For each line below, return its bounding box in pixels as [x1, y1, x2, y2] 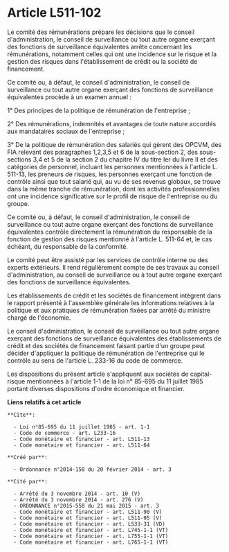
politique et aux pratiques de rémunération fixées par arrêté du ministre [7, 306, 211, 314]
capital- [190, 370, 212, 378]
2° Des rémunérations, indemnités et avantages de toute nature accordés [7, 119, 217, 128]
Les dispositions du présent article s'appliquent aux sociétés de [7, 370, 189, 378]
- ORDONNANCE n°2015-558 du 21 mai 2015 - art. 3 [13, 502, 159, 509]
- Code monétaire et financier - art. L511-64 [13, 442, 150, 449]
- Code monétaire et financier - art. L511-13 [13, 435, 150, 442]
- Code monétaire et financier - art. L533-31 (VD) [13, 520, 166, 528]
